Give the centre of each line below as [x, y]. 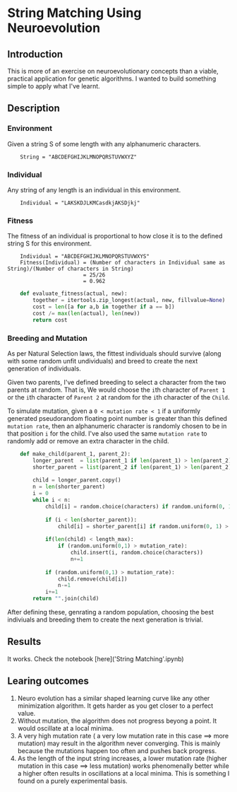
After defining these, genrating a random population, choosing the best [110, 612]
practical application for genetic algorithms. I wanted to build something [112, 78]
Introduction [35, 54]
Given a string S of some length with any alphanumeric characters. [104, 144]
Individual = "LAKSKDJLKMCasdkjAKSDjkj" [80, 203]
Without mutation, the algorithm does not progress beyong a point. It [117, 721]
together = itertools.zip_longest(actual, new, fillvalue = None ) [129, 301]
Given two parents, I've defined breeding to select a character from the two [117, 382]
